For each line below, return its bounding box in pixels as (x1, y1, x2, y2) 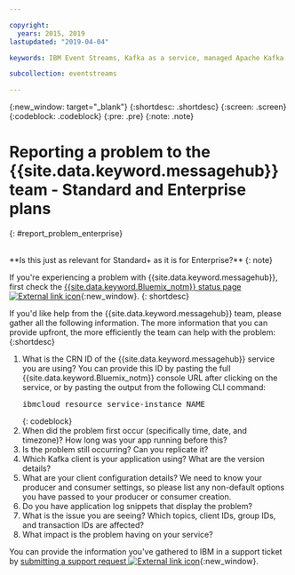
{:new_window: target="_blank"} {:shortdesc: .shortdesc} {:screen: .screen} (9, 101, 287, 112)
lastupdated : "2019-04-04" (9, 37, 109, 46)
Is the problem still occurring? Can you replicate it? (21, 444, 209, 455)
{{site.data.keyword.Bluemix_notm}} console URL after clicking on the (21, 372, 278, 383)
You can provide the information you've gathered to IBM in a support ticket (9, 547, 283, 557)
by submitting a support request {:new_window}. (9, 556, 259, 567)
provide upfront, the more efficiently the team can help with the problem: (9, 327, 276, 338)
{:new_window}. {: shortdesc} (80, 291, 189, 302)
